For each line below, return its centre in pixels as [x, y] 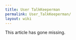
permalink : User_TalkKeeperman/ [38, 14]
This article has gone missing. [35, 33]
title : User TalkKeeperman [33, 10]
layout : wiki [18, 19]
